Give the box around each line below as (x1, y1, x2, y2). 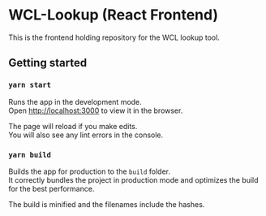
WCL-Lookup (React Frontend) (8, 6, 219, 24)
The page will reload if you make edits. (8, 121, 138, 131)
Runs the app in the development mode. (8, 97, 142, 106)
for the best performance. (8, 184, 95, 193)
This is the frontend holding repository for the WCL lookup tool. (8, 32, 221, 42)
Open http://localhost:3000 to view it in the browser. (8, 106, 183, 115)
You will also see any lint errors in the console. (8, 130, 164, 140)
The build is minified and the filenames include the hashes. (8, 199, 205, 209)
